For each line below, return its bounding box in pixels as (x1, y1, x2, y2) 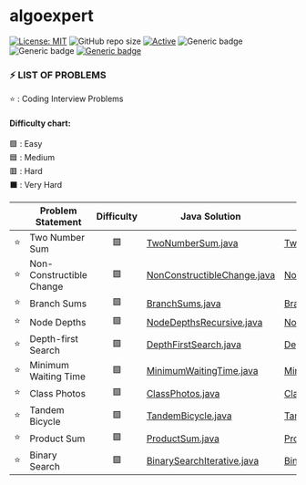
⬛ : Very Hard (9, 180, 63, 191)
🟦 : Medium (9, 152, 56, 163)
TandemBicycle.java (146, 409, 232, 422)
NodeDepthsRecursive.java (146, 315, 263, 328)
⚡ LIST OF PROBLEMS (9, 68, 107, 81)
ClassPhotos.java (146, 387, 220, 399)
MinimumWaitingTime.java (146, 365, 259, 377)
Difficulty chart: (9, 118, 71, 129)
